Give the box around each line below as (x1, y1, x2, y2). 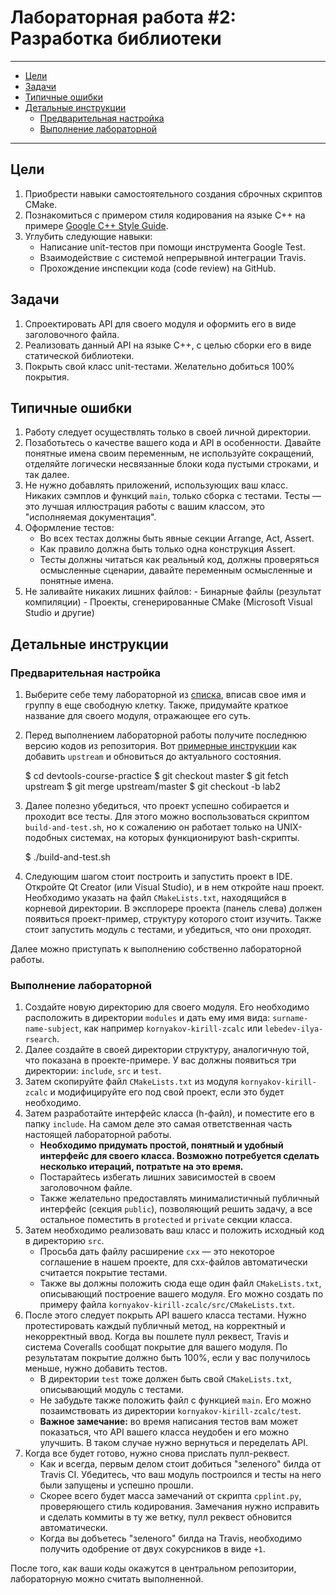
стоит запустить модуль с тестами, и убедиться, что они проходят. (24, 924, 312, 936)
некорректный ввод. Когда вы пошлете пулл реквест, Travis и (24, 1331, 290, 1343)
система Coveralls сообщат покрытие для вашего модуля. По (24, 1341, 288, 1353)
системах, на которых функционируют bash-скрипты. (69, 832, 300, 844)
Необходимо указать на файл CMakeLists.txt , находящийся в (24, 892, 287, 904)
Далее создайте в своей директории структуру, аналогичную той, (24, 1044, 310, 1056)
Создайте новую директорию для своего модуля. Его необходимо (24, 1001, 310, 1013)
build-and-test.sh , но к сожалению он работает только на (24, 821, 275, 833)
